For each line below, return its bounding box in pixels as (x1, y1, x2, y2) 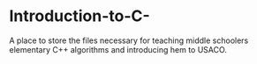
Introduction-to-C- (9, 6, 150, 26)
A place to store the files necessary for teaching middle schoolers (9, 35, 249, 46)
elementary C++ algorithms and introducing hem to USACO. (9, 44, 228, 54)
